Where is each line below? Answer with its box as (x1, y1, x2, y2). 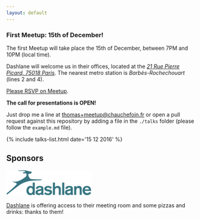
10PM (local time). (6, 50, 52, 58)
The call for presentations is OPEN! (6, 99, 96, 106)
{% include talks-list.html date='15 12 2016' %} (6, 136, 123, 143)
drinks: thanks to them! (6, 208, 64, 215)
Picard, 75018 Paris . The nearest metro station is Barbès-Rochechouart (6, 69, 185, 76)
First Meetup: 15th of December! (6, 30, 104, 39)
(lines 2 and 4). (6, 75, 44, 83)
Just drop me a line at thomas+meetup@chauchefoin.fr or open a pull (6, 111, 181, 118)
